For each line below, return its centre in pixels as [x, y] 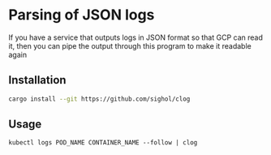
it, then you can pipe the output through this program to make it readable [130, 45]
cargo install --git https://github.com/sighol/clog [99, 99]
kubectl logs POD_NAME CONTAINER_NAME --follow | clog [103, 143]
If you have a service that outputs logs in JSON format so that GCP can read [136, 37]
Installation [37, 80]
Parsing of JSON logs [82, 15]
